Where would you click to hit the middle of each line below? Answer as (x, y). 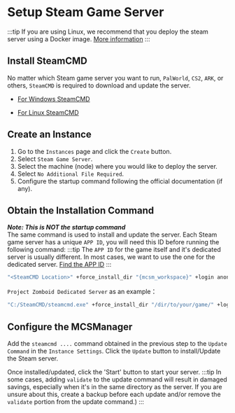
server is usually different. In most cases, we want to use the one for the (111, 257)
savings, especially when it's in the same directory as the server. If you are (115, 386)
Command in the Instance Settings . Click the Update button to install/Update (114, 351)
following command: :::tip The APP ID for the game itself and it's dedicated (114, 250)
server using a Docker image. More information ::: (79, 38)
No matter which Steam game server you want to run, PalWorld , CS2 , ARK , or (115, 78)
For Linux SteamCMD (48, 112)
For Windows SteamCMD (54, 99)
